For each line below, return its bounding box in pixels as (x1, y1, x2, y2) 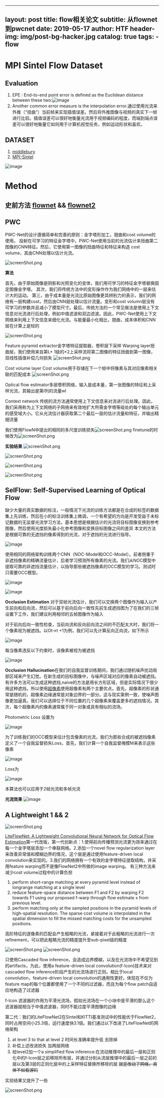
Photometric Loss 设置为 (5, 714, 55, 720)
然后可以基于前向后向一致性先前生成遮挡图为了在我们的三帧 (39, 605, 159, 611)
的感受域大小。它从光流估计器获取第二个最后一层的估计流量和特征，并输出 (5, 410, 155, 416)
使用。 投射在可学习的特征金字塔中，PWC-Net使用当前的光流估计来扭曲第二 (5, 238, 158, 244)
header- (130, 25, 155, 33)
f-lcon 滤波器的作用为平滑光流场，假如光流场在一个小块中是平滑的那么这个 (5, 997, 155, 1003)
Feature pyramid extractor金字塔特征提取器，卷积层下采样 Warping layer (5, 343, 151, 348)
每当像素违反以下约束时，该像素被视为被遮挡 (5, 648, 95, 653)
